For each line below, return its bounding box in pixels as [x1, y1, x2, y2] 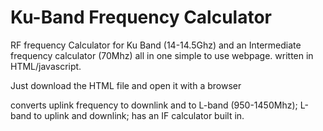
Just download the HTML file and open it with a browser [10, 79, 242, 91]
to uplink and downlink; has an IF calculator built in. [33, 109, 245, 121]
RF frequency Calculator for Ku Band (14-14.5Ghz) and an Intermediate [10, 39, 302, 51]
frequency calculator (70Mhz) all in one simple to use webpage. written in [10, 49, 314, 61]
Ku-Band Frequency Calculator [10, 6, 272, 29]
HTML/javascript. [10, 60, 82, 72]
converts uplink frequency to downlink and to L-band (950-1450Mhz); [10, 99, 298, 111]
